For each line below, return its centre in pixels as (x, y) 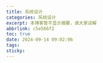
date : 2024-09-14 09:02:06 (40, 40)
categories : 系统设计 (31, 17)
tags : (13, 46)
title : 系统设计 (24, 12)
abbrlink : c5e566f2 (30, 28)
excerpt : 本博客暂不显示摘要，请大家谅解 (51, 23)
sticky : (16, 51)
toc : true (18, 34)
